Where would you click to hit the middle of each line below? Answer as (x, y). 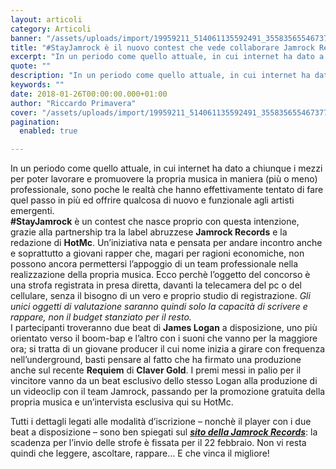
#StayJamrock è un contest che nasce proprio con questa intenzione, (155, 222)
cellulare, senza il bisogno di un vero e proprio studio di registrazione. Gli (160, 296)
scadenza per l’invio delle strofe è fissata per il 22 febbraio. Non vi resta (158, 443)
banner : (26, 38)
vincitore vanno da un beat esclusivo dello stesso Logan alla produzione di (164, 381)
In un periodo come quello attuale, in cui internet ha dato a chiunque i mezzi (166, 168)
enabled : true (48, 131)
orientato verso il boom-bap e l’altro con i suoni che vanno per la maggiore (164, 338)
